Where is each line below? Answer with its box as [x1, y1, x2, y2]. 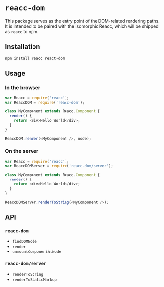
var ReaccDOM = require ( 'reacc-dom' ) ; [5, 100, 85, 105]
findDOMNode [12, 239, 37, 244]
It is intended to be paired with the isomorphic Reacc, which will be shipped [5, 23, 159, 29]
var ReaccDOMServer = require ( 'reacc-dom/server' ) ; [5, 164, 113, 169]
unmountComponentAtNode [12, 250, 62, 254]
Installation [5, 43, 40, 51]
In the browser [5, 84, 41, 91]
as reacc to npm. [5, 28, 39, 34]
